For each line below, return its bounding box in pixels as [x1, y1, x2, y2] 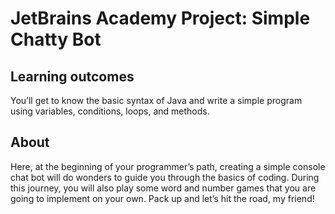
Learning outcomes [10, 68, 135, 85]
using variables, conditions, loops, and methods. [10, 105, 210, 117]
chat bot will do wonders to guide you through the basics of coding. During [10, 171, 320, 183]
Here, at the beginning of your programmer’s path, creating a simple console [10, 160, 326, 172]
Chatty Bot [10, 28, 102, 51]
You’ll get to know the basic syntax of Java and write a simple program [10, 95, 303, 106]
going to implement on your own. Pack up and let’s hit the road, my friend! [10, 192, 315, 204]
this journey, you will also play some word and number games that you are [10, 182, 317, 194]
